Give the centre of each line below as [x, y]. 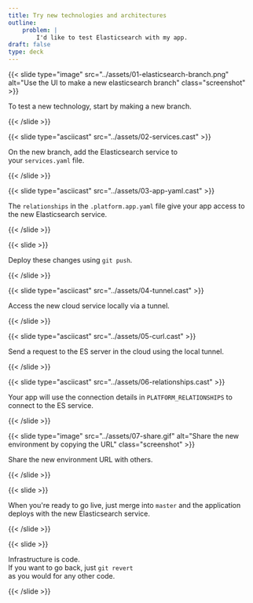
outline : [22, 23]
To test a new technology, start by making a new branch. [100, 106]
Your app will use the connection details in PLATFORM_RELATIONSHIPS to [121, 397]
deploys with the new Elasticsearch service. [79, 513]
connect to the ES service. [51, 405]
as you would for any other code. [62, 576]
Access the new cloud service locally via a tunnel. [89, 306]
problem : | [40, 30]
